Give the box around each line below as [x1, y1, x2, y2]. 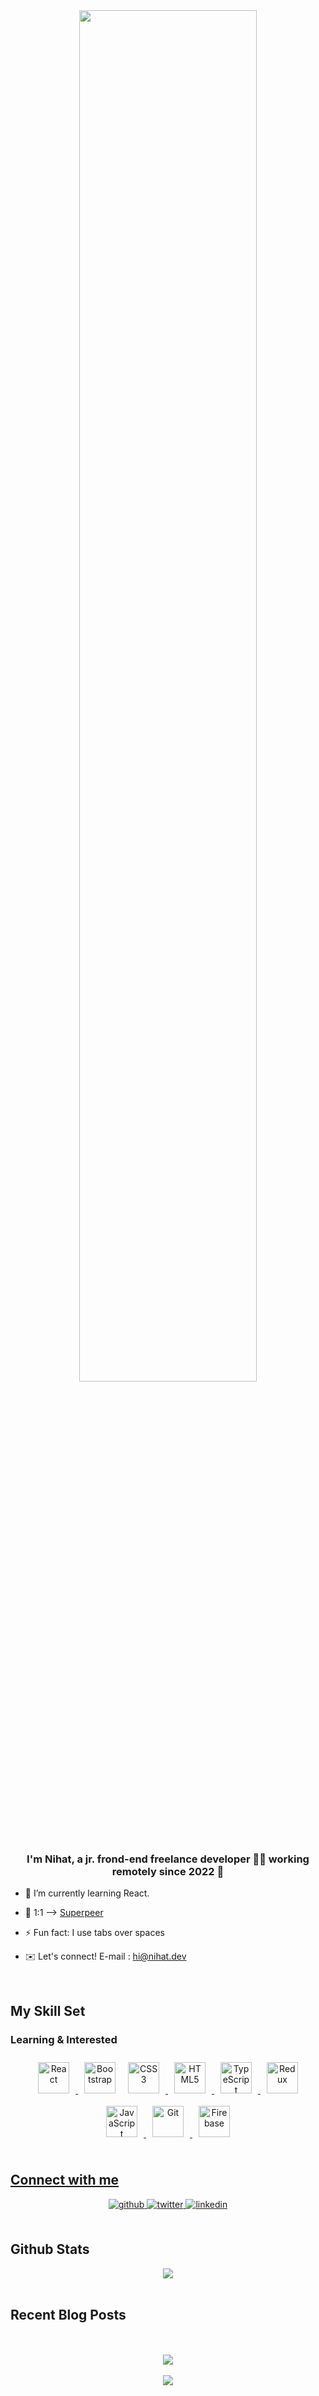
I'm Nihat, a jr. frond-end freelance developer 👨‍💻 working [26, 1852, 310, 1866]
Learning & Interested [10, 2032, 118, 2046]
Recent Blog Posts [10, 2307, 127, 2323]
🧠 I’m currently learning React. [24, 1887, 150, 1899]
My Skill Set [10, 2002, 86, 2019]
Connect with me [10, 2172, 120, 2189]
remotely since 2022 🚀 [111, 1864, 225, 1878]
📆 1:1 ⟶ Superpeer [24, 1907, 104, 1919]
